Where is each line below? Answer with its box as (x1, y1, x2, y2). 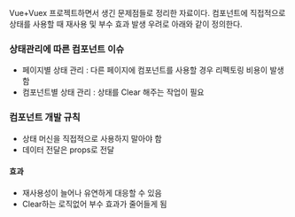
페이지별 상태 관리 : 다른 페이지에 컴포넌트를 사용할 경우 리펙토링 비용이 (21, 65, 268, 75)
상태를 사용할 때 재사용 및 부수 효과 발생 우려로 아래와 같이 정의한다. (9, 19, 243, 29)
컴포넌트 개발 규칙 (9, 112, 82, 124)
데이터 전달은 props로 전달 (21, 144, 115, 155)
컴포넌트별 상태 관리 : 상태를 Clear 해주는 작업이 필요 (21, 87, 205, 97)
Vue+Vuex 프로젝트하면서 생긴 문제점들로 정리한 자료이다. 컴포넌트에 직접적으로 (9, 8, 286, 18)
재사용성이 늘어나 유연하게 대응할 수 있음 (21, 187, 162, 198)
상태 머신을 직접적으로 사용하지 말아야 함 (21, 133, 162, 143)
